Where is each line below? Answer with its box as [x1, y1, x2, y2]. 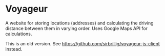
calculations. [5, 31, 32, 37]
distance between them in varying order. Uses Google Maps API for [5, 25, 148, 31]
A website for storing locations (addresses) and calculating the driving [5, 20, 154, 26]
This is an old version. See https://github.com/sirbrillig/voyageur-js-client [5, 40, 160, 46]
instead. [5, 46, 23, 52]
